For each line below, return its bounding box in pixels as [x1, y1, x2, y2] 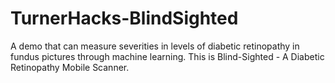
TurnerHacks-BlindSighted [10, 7, 239, 30]
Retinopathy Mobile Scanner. [10, 61, 130, 73]
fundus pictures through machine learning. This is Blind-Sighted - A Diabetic [10, 50, 325, 62]
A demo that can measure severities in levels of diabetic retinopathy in [10, 40, 300, 52]
